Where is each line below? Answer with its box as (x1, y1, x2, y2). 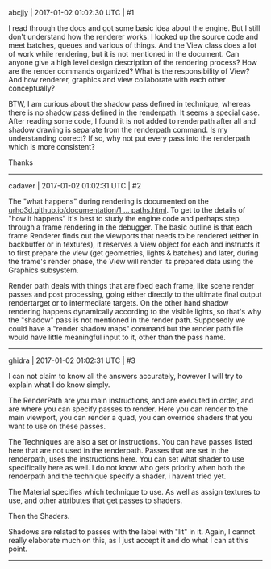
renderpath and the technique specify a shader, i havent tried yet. (8, 471, 227, 481)
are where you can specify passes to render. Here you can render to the (8, 404, 248, 414)
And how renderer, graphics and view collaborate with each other (8, 75, 226, 84)
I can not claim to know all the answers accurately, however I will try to (8, 372, 244, 381)
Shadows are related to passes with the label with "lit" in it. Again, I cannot (8, 527, 256, 537)
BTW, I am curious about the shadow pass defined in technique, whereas (8, 99, 252, 108)
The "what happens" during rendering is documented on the (8, 196, 210, 206)
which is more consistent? (8, 142, 95, 151)
